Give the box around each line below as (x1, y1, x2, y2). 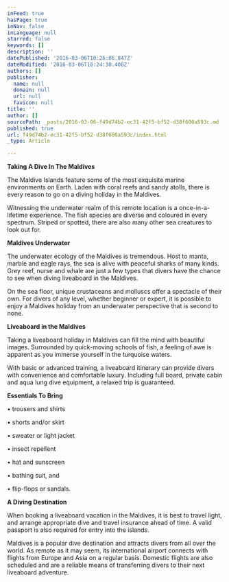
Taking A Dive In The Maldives (7, 163, 95, 171)
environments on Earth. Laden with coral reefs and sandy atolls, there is (7, 183, 210, 191)
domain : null (13, 86, 51, 93)
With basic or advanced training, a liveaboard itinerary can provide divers (7, 364, 215, 372)
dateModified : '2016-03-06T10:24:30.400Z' (7, 61, 130, 68)
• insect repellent (7, 445, 56, 453)
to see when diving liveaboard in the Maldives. (7, 274, 138, 282)
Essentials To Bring (7, 392, 63, 400)
